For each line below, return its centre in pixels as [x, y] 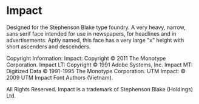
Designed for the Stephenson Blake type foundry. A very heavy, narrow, [96, 27]
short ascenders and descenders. [49, 47]
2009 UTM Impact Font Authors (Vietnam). [60, 77]
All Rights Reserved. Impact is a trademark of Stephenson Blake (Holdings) [99, 89]
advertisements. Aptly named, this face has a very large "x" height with [95, 40]
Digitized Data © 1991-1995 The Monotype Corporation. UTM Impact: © [96, 71]
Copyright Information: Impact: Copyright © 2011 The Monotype [86, 58]
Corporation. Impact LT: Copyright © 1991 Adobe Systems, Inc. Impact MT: [99, 65]
